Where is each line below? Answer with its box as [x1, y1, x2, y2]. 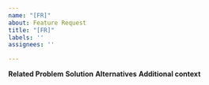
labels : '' [8, 33, 44, 42]
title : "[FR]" [8, 26, 55, 34]
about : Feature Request [8, 19, 87, 27]
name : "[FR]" [8, 11, 51, 20]
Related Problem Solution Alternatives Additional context [8, 69, 201, 79]
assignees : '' [8, 41, 55, 49]
